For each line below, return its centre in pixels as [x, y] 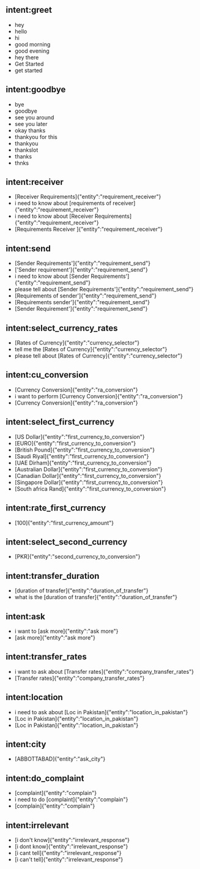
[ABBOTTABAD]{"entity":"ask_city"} [60, 759]
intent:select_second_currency [67, 542]
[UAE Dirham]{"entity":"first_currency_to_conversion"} [83, 463]
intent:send [28, 248]
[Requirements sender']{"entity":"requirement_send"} [82, 302]
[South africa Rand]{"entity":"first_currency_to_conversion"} [90, 488]
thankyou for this [36, 136]
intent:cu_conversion [47, 375]
